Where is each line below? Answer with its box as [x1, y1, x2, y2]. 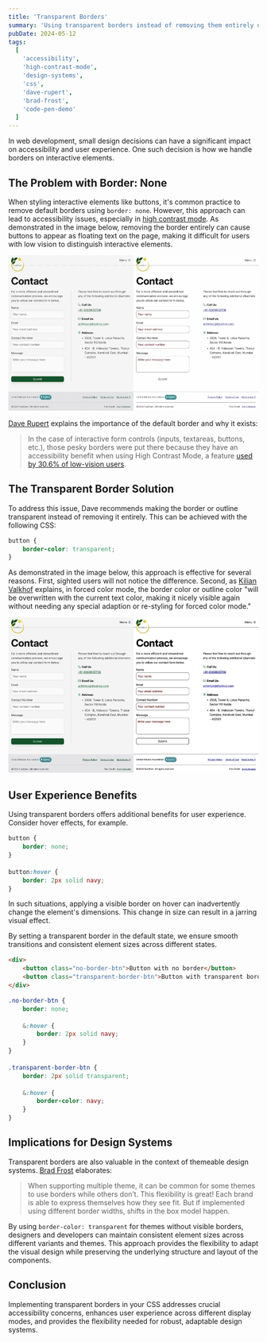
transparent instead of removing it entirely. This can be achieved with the [8, 512, 248, 521]
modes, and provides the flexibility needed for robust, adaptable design [8, 1316, 242, 1326]
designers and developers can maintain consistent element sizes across [8, 1230, 245, 1240]
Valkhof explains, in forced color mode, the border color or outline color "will [8, 585, 259, 594]
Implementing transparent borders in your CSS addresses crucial [8, 1299, 221, 1309]
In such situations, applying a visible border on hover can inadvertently [8, 899, 241, 909]
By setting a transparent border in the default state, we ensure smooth [8, 931, 238, 941]
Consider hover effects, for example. [8, 818, 129, 828]
